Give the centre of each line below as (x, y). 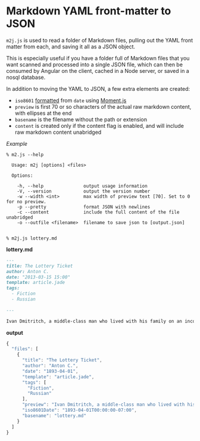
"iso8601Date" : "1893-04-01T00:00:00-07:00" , (79, 411)
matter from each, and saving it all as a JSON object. (71, 47)
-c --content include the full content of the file (98, 212)
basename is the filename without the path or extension (81, 119)
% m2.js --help (25, 154)
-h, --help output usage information (82, 186)
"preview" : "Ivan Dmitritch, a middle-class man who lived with (103, 405)
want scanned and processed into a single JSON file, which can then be (95, 65)
